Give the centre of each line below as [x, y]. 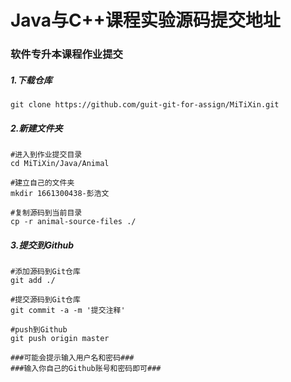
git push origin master [60, 339]
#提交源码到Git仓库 [45, 300]
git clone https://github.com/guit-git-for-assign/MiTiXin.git [145, 105]
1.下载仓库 [31, 80]
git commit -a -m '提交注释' [68, 311]
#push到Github [39, 330]
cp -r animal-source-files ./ [73, 222]
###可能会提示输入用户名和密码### [72, 358]
